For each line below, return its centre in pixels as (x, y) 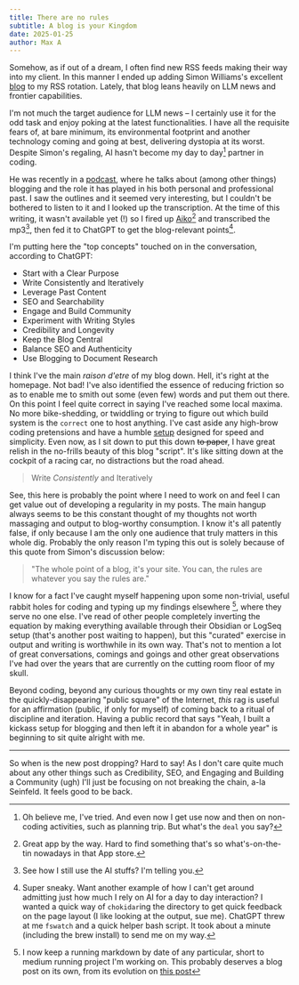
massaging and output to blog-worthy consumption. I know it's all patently (145, 524)
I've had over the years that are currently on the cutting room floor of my (142, 663)
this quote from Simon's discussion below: (87, 552)
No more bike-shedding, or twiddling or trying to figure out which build (139, 414)
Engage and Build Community (77, 311)
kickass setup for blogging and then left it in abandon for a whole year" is (144, 728)
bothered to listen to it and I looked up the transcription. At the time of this (145, 207)
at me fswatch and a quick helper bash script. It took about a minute (146, 925)
